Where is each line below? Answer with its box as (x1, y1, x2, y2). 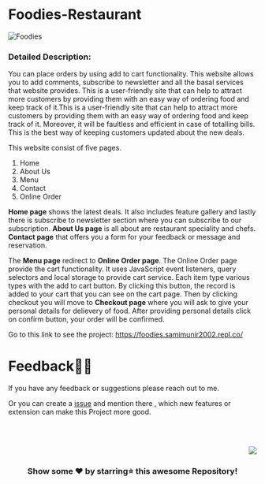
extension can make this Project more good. (8, 408, 151, 417)
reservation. (8, 240, 47, 250)
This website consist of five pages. (8, 143, 122, 153)
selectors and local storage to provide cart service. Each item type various (8, 273, 250, 282)
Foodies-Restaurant (8, 6, 142, 24)
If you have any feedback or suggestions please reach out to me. (8, 384, 219, 393)
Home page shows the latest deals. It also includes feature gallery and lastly (8, 207, 256, 217)
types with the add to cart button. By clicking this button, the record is (8, 281, 236, 291)
